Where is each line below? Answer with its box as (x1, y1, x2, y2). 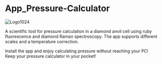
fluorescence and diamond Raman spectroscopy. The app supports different (5, 33, 158, 39)
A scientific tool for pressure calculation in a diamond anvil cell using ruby (5, 28, 152, 34)
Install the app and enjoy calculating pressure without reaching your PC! (5, 48, 148, 54)
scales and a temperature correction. (5, 38, 79, 44)
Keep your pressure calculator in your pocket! (5, 53, 96, 59)
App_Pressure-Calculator (5, 3, 110, 14)
